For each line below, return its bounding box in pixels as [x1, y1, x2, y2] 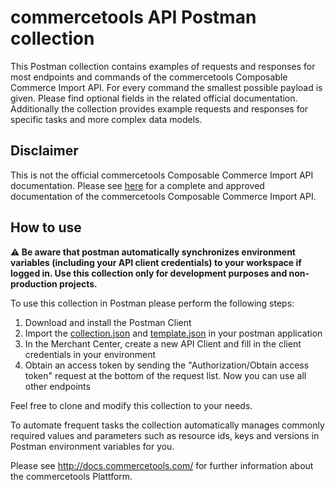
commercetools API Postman [10, 6, 257, 29]
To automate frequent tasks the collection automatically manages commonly [10, 419, 325, 431]
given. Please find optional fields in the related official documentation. [10, 92, 298, 104]
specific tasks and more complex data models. [10, 113, 203, 125]
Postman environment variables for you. [10, 440, 175, 452]
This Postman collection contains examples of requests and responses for [10, 60, 316, 72]
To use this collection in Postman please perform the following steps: [10, 297, 295, 309]
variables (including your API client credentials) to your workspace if [10, 256, 302, 268]
